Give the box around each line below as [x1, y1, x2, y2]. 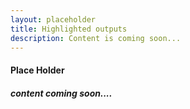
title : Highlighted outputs [10, 24, 128, 34]
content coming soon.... [10, 87, 113, 99]
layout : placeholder [10, 14, 97, 25]
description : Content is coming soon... [10, 33, 182, 43]
